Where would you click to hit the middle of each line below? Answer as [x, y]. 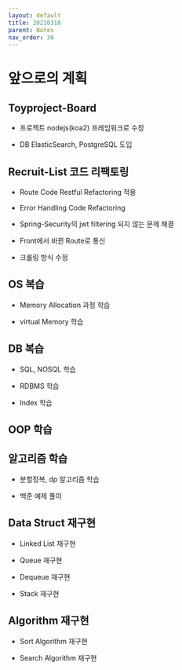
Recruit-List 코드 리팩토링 [69, 172]
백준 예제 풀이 [40, 496]
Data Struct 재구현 [52, 523]
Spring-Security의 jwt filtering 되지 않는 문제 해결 [96, 224]
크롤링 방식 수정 [44, 258]
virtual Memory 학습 [51, 321]
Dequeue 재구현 [45, 577]
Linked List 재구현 [47, 544]
